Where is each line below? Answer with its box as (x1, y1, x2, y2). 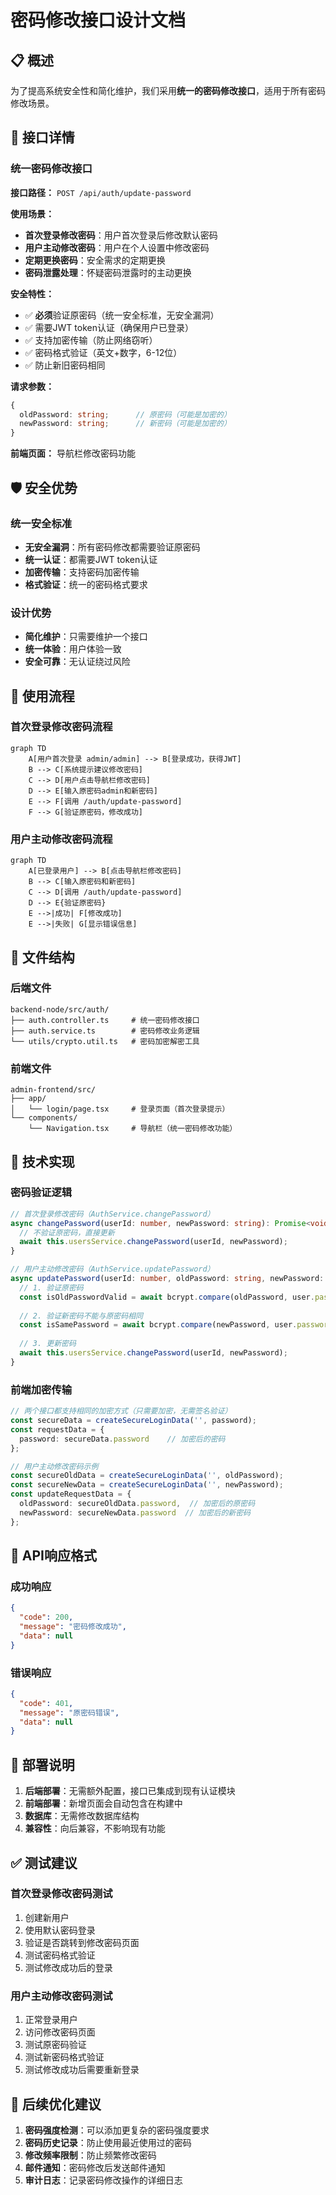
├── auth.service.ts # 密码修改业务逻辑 (10, 1026, 200, 1036)
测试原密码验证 (24, 2039, 87, 2051)
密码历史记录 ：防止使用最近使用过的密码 (24, 2136, 192, 2148)
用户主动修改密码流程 (10, 832, 113, 846)
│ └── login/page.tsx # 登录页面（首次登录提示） (10, 1104, 230, 1115)
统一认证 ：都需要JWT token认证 (24, 553, 158, 565)
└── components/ (10, 1113, 78, 1123)
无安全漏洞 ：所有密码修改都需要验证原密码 (24, 541, 201, 553)
